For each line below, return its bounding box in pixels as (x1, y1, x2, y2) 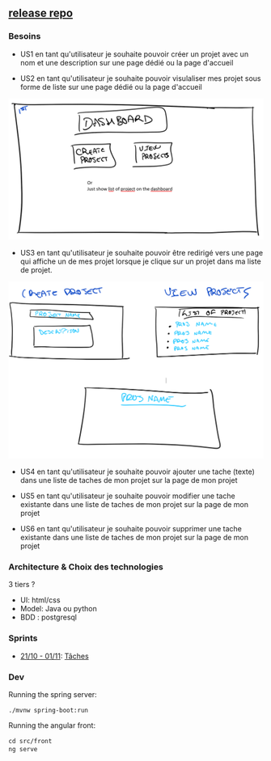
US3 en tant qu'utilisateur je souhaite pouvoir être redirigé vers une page (19, 248, 264, 258)
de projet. (19, 265, 53, 275)
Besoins (8, 31, 41, 42)
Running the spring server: (8, 690, 97, 700)
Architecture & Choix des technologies (8, 561, 163, 573)
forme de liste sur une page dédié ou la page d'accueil (19, 82, 202, 91)
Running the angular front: (8, 721, 95, 730)
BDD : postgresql (19, 612, 78, 622)
